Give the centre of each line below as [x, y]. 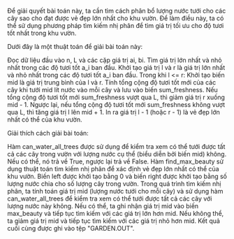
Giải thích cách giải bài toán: [48, 133]
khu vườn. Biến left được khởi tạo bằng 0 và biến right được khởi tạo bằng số [117, 176]
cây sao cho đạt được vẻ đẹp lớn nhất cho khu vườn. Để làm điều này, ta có [116, 18]
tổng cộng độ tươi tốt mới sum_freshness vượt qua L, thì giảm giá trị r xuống [116, 97]
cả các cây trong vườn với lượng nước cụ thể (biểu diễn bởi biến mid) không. [117, 154]
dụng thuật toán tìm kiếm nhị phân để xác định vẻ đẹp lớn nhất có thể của [113, 169]
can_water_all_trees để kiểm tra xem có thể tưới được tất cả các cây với [110, 198]
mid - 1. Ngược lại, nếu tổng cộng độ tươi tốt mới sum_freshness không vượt [116, 104]
